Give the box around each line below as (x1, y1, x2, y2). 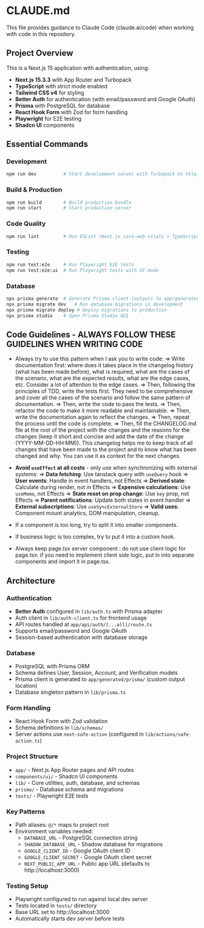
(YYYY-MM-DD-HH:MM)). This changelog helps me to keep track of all (15, 440, 193, 447)
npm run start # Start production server (6, 205, 132, 211)
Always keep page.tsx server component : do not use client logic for (15, 545, 186, 552)
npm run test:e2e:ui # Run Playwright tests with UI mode (6, 267, 159, 273)
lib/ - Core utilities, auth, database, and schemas (15, 779, 140, 787)
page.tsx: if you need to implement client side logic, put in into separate (15, 551, 194, 559)
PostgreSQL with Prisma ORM (15, 663, 90, 670)
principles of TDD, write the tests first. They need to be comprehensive (15, 388, 193, 395)
